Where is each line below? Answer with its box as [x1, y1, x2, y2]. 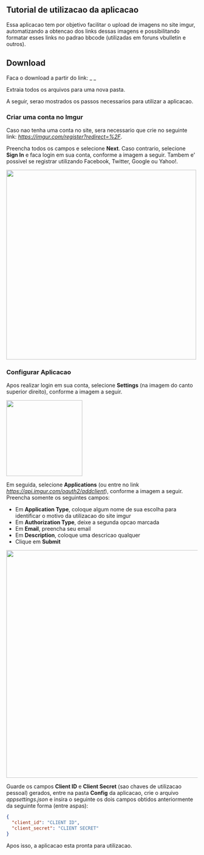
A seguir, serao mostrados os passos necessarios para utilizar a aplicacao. [6, 97, 194, 105]
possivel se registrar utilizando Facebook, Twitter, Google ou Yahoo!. [6, 157, 178, 165]
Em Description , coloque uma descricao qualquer [15, 531, 141, 539]
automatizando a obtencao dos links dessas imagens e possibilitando [6, 27, 180, 35]
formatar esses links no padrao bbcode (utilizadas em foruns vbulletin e [6, 33, 186, 41]
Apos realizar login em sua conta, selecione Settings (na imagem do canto [6, 382, 193, 389]
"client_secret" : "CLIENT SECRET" [12, 825, 99, 831]
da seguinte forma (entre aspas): [6, 802, 89, 809]
